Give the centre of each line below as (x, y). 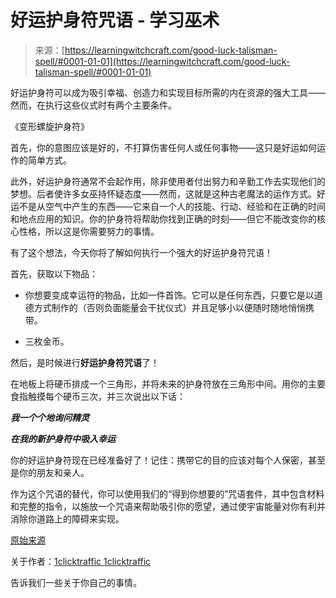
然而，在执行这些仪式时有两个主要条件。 (93, 105)
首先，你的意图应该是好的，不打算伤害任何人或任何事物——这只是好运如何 (163, 147)
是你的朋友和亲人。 (50, 472)
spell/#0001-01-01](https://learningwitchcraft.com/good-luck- (162, 61)
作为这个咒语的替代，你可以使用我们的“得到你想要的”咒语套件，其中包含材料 (167, 493)
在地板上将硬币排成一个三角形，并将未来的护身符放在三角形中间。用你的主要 (168, 383)
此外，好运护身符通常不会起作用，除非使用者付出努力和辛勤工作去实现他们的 (168, 181)
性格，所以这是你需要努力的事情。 (89, 231)
